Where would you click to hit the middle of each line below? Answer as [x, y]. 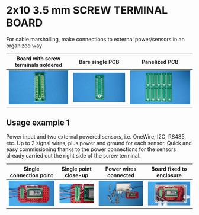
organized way [24, 46]
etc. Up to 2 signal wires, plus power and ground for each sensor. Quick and [99, 143]
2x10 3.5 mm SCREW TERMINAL [87, 10]
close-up [77, 175]
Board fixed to [169, 169]
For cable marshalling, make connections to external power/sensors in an [95, 39]
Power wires [121, 169]
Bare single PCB [99, 62]
